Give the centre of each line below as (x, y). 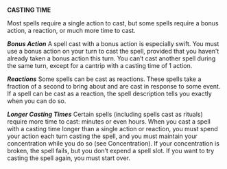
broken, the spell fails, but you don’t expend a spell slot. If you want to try (111, 151)
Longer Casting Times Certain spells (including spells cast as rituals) (105, 114)
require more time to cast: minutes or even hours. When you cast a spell (109, 122)
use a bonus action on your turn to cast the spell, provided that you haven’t (113, 51)
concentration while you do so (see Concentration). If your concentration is (113, 143)
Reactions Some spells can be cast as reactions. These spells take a (104, 79)
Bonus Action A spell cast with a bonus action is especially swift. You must (113, 44)
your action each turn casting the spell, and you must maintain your (102, 136)
